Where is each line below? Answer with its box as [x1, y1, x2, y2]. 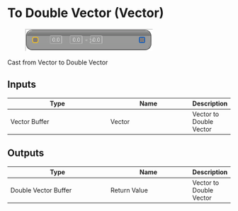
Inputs [7, 79, 37, 91]
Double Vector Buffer [10, 186, 72, 194]
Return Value [110, 186, 149, 194]
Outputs [7, 147, 45, 159]
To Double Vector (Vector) [7, 5, 164, 21]
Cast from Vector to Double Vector [7, 58, 108, 67]
